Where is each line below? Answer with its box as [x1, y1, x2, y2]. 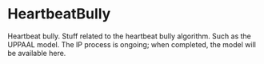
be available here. [7, 48, 66, 58]
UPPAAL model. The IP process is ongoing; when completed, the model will [7, 39, 257, 49]
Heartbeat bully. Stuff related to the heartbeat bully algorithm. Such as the [7, 31, 251, 41]
